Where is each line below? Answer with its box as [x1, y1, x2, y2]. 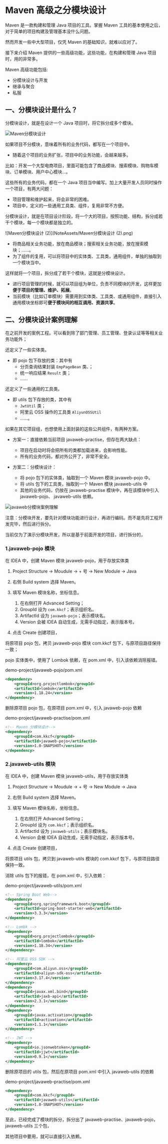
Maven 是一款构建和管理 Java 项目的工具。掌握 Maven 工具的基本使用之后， [5, 22, 163, 28]
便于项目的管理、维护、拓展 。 [12, 287, 74, 293]
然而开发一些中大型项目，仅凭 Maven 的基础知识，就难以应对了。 [5, 39, 140, 45]
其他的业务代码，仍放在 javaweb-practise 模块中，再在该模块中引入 [19, 487, 159, 493]
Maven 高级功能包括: [5, 66, 48, 73]
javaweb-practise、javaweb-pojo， [84, 1116, 158, 1122]
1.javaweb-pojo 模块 [5, 545, 55, 552]
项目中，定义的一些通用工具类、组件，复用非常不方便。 [12, 202, 126, 208]
